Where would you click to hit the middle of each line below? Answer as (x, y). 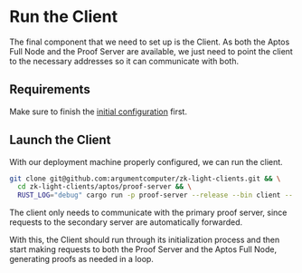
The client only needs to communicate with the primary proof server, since (148, 213)
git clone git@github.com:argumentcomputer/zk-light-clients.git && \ (145, 179)
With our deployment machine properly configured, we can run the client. (146, 161)
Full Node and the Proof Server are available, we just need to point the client (151, 51)
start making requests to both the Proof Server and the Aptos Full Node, (143, 249)
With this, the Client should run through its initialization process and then (145, 240)
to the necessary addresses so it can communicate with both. (124, 61)
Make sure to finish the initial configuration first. (99, 112)
